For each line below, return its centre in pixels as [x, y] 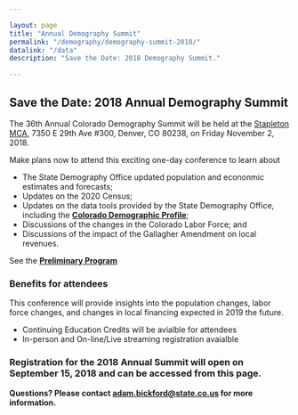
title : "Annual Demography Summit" [75, 33]
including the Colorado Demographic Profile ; [105, 215]
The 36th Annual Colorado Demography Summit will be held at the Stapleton [149, 123]
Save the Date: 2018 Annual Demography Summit [149, 102]
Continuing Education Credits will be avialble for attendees [129, 330]
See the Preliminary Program [63, 260]
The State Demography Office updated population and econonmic [143, 177]
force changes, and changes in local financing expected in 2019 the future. [146, 313]
